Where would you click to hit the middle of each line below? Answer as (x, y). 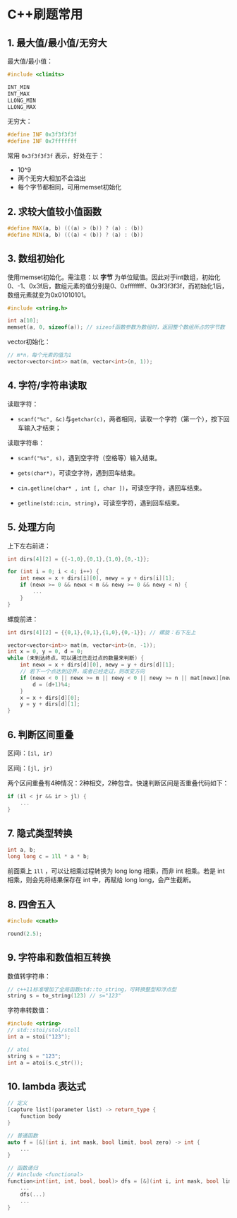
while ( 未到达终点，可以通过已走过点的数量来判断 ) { (76, 658)
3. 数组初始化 (36, 259)
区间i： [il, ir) (30, 753)
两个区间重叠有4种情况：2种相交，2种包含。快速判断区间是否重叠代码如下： (118, 783)
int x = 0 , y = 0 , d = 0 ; (45, 652)
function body (41, 1117)
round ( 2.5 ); (25, 934)
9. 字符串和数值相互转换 (59, 958)
